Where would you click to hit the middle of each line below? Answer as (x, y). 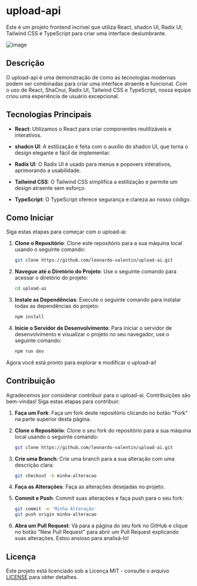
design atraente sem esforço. (50, 188)
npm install (29, 317)
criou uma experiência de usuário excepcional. (63, 96)
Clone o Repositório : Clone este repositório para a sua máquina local (98, 243)
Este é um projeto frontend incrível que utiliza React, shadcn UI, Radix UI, (95, 27)
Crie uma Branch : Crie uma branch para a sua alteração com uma (94, 458)
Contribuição (31, 381)
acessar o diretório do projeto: (51, 278)
